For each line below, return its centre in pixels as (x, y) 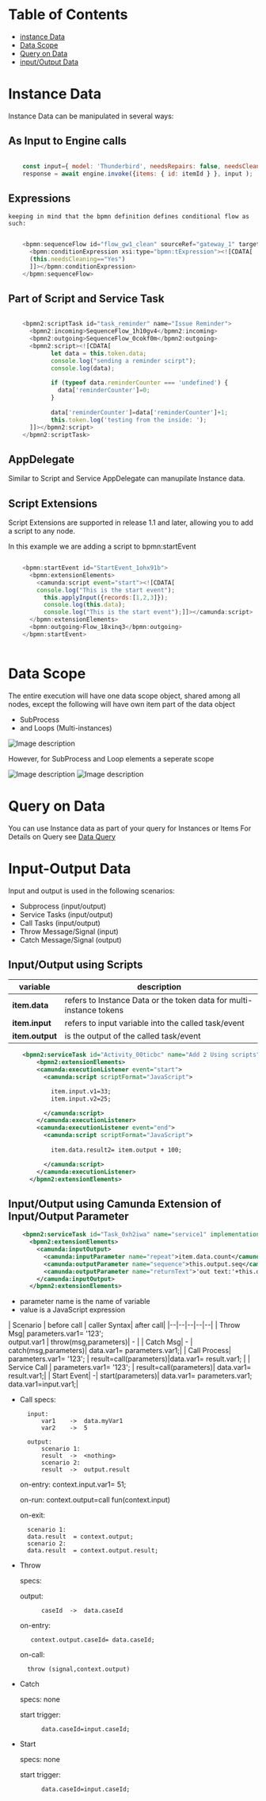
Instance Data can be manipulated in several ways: (91, 116)
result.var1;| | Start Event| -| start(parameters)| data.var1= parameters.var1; (130, 1376)
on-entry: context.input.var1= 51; (73, 1485)
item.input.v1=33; (81, 1091)
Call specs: (38, 1400)
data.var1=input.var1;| (44, 1384)
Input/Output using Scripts (76, 964)
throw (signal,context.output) (79, 1669)
